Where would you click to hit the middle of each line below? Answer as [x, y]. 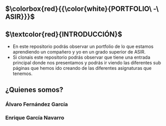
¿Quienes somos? [34, 90]
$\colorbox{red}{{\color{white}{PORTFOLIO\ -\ [82, 9]
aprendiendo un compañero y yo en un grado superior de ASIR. [79, 52]
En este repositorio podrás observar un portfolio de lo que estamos [83, 46]
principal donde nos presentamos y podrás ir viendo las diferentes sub [87, 63]
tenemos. [22, 73]
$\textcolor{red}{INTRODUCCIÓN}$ [64, 34]
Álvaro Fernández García [37, 104]
